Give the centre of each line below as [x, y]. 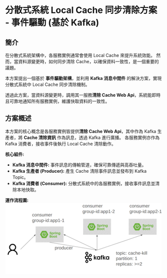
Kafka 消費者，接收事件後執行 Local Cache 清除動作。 [60, 143]
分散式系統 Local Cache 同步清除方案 [81, 10]
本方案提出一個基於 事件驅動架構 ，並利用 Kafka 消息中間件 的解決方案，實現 [83, 78]
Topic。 [20, 177]
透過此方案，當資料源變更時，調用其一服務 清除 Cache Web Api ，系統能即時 [83, 95]
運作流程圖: [17, 200]
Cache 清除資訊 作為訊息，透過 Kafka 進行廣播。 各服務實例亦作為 [92, 138]
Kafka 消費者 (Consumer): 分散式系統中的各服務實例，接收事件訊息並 [84, 183]
